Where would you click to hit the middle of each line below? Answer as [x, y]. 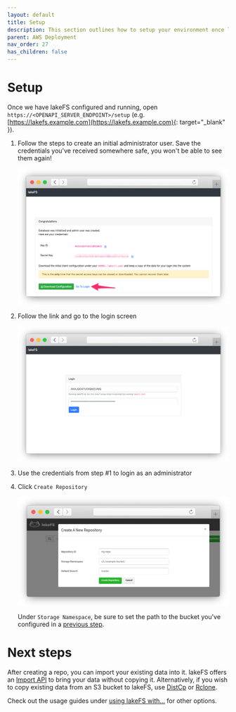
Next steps [40, 653]
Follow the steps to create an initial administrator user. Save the [109, 143]
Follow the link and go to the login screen [77, 316]
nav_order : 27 [28, 45]
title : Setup [26, 22]
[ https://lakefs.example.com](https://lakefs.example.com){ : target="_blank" [117, 122]
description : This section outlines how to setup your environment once [116, 30]
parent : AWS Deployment [42, 37]
